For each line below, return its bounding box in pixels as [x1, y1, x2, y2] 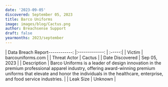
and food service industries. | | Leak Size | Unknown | [5, 76, 116, 82]
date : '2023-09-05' [5, 7, 46, 13]
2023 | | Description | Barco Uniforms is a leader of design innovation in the [5, 60, 161, 66]
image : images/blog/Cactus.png [5, 21, 71, 27]
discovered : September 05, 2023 [5, 12, 73, 17]
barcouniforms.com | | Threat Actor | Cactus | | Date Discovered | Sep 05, [5, 54, 157, 60]
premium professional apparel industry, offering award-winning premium [5, 65, 155, 71]
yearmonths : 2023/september [5, 36, 64, 41]
